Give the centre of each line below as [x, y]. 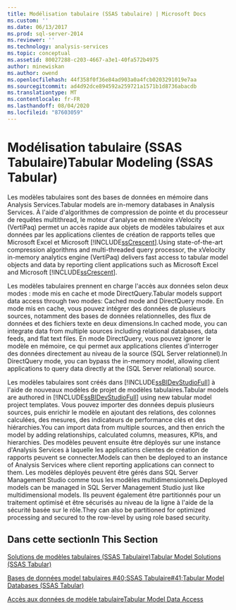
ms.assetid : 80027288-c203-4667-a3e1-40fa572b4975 [83, 60]
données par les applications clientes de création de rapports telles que [111, 235]
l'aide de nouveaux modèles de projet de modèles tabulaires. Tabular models [118, 389]
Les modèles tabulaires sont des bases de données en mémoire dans [108, 197]
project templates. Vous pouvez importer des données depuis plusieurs [111, 404]
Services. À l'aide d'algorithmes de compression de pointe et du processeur [118, 212]
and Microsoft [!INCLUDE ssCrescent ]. [62, 272]
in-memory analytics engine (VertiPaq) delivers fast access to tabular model [118, 257]
